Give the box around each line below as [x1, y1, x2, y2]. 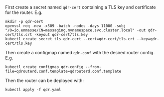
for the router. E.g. [5, 9, 43, 15]
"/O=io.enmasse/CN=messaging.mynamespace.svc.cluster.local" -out [5, 28, 146, 33]
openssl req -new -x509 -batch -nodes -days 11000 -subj [5, 23, 126, 28]
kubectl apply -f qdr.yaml [5, 87, 61, 92]
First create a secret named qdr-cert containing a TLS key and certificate [5, 4, 156, 10]
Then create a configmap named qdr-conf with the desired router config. [5, 50, 155, 55]
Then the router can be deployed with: [5, 78, 84, 84]
